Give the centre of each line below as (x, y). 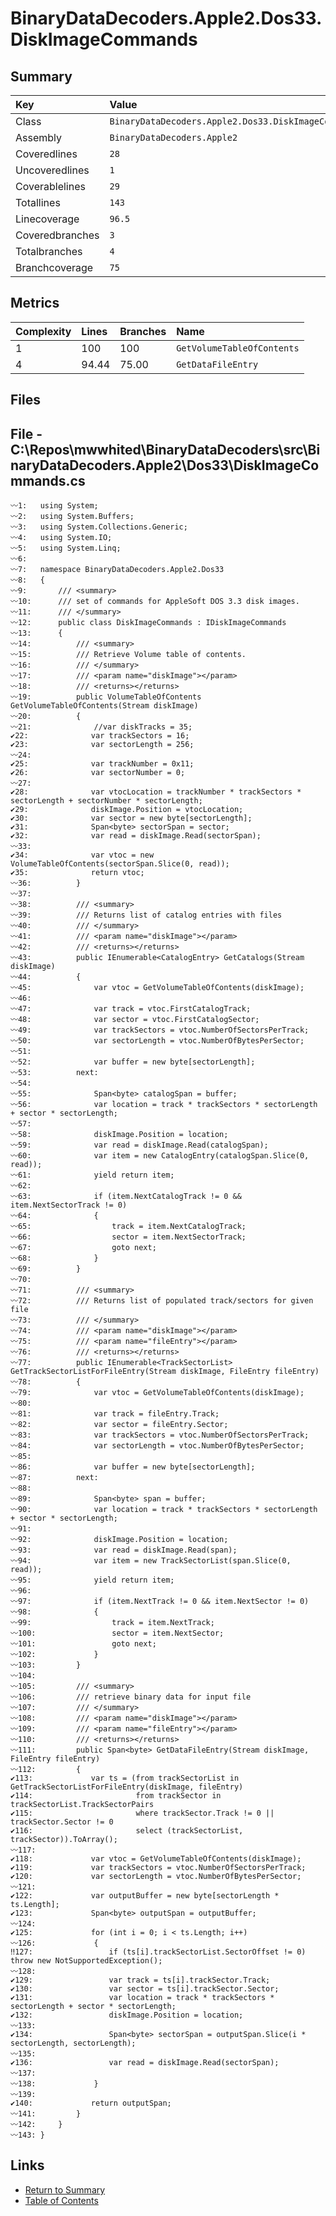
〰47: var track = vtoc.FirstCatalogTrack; (131, 1009)
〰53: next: (54, 1073)
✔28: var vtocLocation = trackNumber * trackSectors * (156, 792)
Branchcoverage (54, 267)
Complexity (43, 331)
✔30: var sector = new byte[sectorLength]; (131, 818)
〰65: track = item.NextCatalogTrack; (128, 1227)
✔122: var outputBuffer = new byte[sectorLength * (145, 1896)
